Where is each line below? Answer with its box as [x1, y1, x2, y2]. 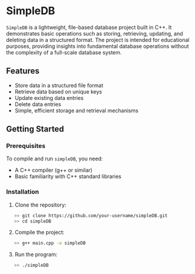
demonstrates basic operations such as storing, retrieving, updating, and [6, 30, 183, 37]
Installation [6, 188, 40, 196]
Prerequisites [6, 142, 45, 150]
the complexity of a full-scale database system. [6, 49, 122, 56]
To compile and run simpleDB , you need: [6, 155, 103, 162]
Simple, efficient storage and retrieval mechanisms [14, 107, 139, 114]
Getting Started [6, 124, 64, 134]
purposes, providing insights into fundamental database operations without [6, 43, 189, 50]
